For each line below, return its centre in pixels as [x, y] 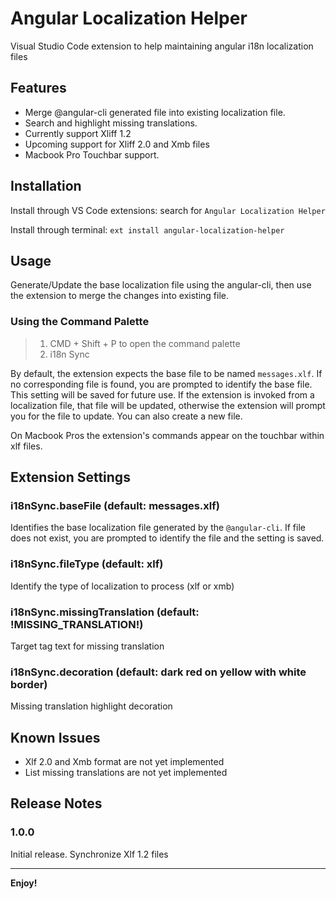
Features [38, 88]
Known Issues [55, 737]
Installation [46, 186]
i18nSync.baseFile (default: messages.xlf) [115, 505]
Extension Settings [70, 477]
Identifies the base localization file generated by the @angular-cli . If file [158, 528]
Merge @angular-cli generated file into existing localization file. [155, 112]
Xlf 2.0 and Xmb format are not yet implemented [124, 762]
